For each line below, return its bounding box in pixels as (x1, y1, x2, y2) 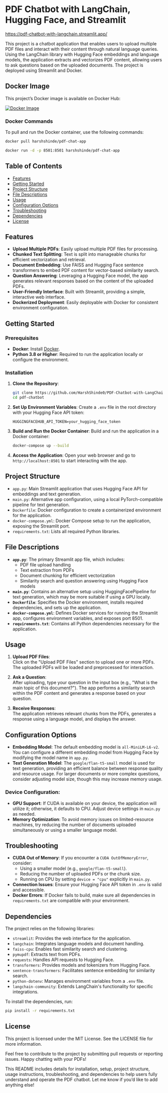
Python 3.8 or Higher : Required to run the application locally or (12, 351, 143, 357)
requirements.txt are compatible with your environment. (12, 898, 130, 904)
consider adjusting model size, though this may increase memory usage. (12, 776, 163, 782)
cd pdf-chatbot (12, 395, 45, 400)
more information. (5, 1041, 42, 1047)
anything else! (5, 1081, 35, 1088)
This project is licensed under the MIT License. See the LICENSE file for (5, 1036, 153, 1042)
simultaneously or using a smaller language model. (12, 827, 118, 833)
